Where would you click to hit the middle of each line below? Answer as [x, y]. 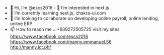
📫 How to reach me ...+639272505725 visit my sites [65, 29]
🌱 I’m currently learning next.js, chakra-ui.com [58, 13]
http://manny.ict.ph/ [30, 47]
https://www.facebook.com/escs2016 [49, 36]
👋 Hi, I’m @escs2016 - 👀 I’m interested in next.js [59, 8]
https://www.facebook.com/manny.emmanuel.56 [61, 42]
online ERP [21, 23]
